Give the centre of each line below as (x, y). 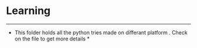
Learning (28, 11)
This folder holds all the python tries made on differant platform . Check (101, 32)
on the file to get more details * (52, 39)
